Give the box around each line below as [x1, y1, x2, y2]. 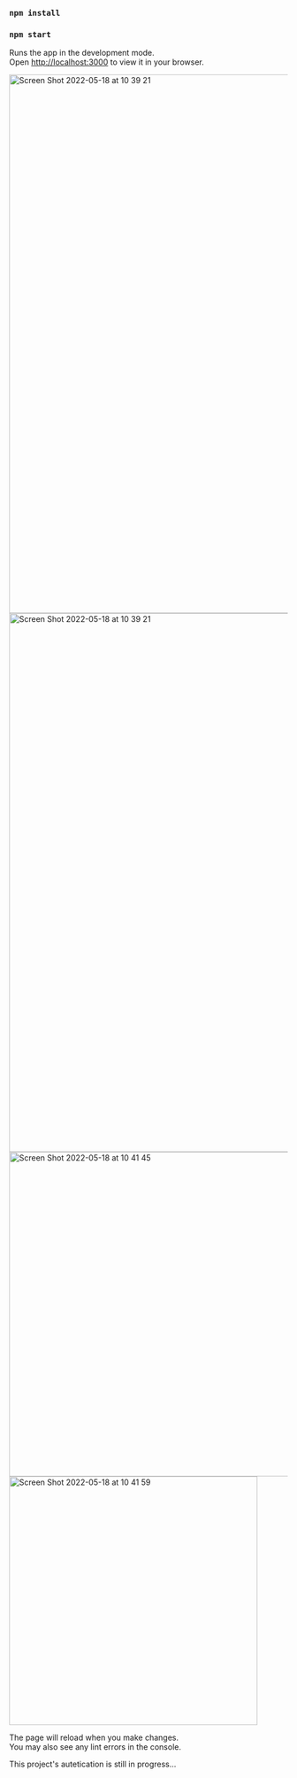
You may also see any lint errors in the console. [9, 1742, 181, 1752]
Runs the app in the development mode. [9, 48, 155, 58]
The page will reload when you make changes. [9, 1732, 179, 1743]
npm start [9, 29, 51, 39]
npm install [9, 8, 61, 18]
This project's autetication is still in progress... [9, 1759, 177, 1770]
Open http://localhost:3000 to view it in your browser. [9, 57, 205, 67]
